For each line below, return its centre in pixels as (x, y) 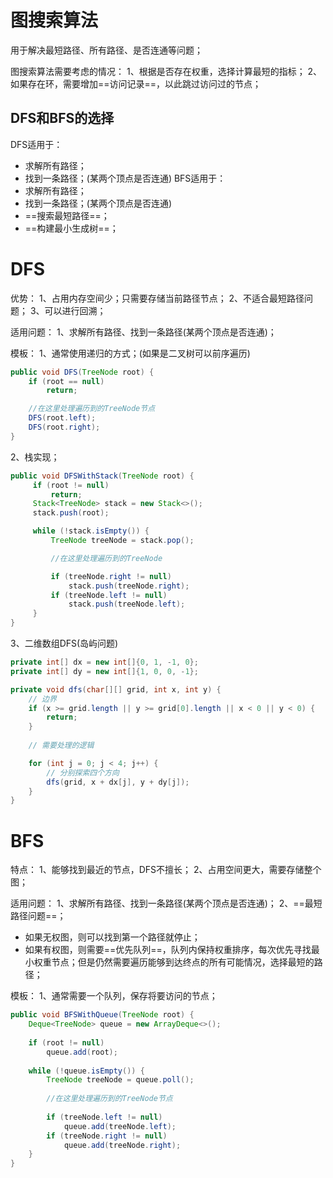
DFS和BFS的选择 (62, 118)
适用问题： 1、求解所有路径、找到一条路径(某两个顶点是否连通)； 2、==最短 (166, 903)
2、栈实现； (35, 457)
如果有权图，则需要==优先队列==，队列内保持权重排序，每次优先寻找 (168, 950)
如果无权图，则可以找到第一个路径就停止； (112, 937)
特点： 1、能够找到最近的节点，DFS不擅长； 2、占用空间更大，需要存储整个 (166, 870)
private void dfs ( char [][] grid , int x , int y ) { (116, 689)
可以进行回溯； (75, 310)
